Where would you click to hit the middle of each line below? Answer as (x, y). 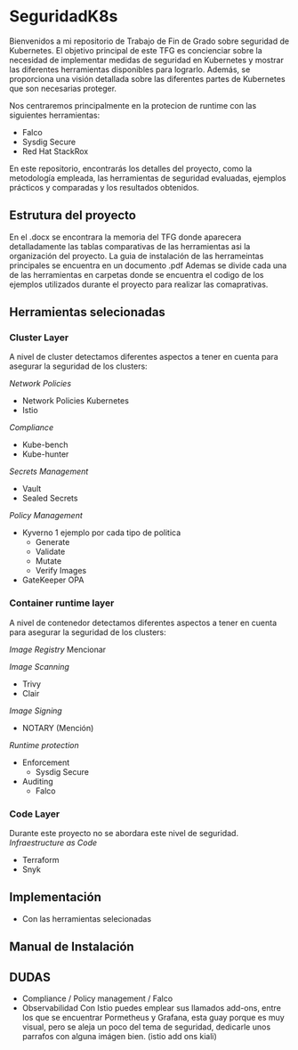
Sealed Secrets (50, 498)
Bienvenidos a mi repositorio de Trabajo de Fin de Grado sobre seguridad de (149, 41)
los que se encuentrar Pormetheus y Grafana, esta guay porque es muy (153, 1018)
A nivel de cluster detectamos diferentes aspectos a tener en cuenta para (144, 357)
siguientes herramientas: (55, 115)
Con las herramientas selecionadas (87, 918)
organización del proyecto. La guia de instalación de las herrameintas (137, 256)
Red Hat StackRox (55, 151)
